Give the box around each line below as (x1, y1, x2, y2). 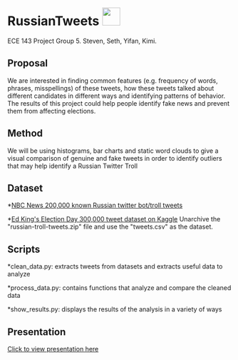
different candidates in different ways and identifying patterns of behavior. (7, 91, 226, 100)
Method (7, 127, 43, 139)
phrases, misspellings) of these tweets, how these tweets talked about (7, 84, 214, 92)
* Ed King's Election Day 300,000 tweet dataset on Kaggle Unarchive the (7, 215, 221, 224)
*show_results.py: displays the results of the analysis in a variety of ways (7, 305, 222, 314)
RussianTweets (7, 13, 100, 29)
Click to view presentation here (7, 345, 99, 353)
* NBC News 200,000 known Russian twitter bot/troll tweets (7, 201, 183, 210)
